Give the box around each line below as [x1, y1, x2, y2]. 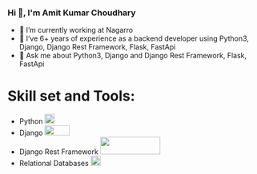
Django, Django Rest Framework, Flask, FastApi [18, 42, 176, 52]
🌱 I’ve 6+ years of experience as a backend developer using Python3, [18, 34, 250, 43]
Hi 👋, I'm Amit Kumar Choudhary [7, 7, 137, 18]
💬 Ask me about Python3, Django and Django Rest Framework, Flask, [18, 51, 247, 61]
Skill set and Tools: [7, 87, 135, 105]
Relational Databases [18, 159, 89, 168]
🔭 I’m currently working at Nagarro [18, 26, 134, 35]
